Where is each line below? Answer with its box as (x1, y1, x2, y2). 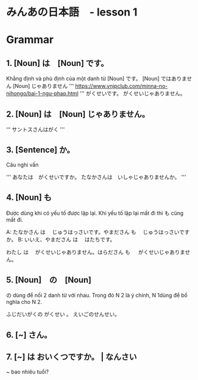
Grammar (6, 33, 54, 46)
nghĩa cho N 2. (6, 299, 42, 306)
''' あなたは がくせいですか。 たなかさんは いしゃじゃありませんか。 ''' (6, 173, 186, 180)
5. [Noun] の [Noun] (6, 275, 92, 285)
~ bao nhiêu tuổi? (6, 368, 49, 375)
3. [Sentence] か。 (6, 145, 75, 155)
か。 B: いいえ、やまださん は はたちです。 (6, 235, 115, 243)
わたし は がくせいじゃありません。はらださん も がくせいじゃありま (6, 248, 186, 256)
